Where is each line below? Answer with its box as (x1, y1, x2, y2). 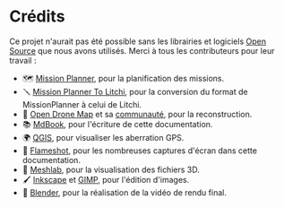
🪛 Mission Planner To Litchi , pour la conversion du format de (22, 86, 248, 97)
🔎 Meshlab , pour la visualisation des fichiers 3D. (22, 164, 200, 175)
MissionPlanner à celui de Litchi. (22, 99, 142, 109)
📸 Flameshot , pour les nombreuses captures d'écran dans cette (22, 145, 258, 156)
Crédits (9, 6, 65, 27)
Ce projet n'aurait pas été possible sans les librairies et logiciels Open (9, 36, 267, 47)
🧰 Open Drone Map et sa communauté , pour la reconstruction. (22, 108, 253, 119)
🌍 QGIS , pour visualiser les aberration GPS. (22, 132, 185, 142)
